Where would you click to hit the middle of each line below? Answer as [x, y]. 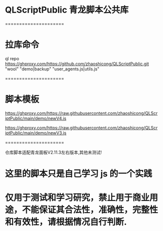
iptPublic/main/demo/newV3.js [36, 133]
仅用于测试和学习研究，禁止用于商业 [77, 198]
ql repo [12, 58]
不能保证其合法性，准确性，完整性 [90, 210]
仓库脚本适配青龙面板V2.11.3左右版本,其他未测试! [53, 152]
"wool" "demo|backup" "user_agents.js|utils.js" [52, 69]
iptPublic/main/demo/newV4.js [36, 118]
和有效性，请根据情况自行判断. [66, 222]
